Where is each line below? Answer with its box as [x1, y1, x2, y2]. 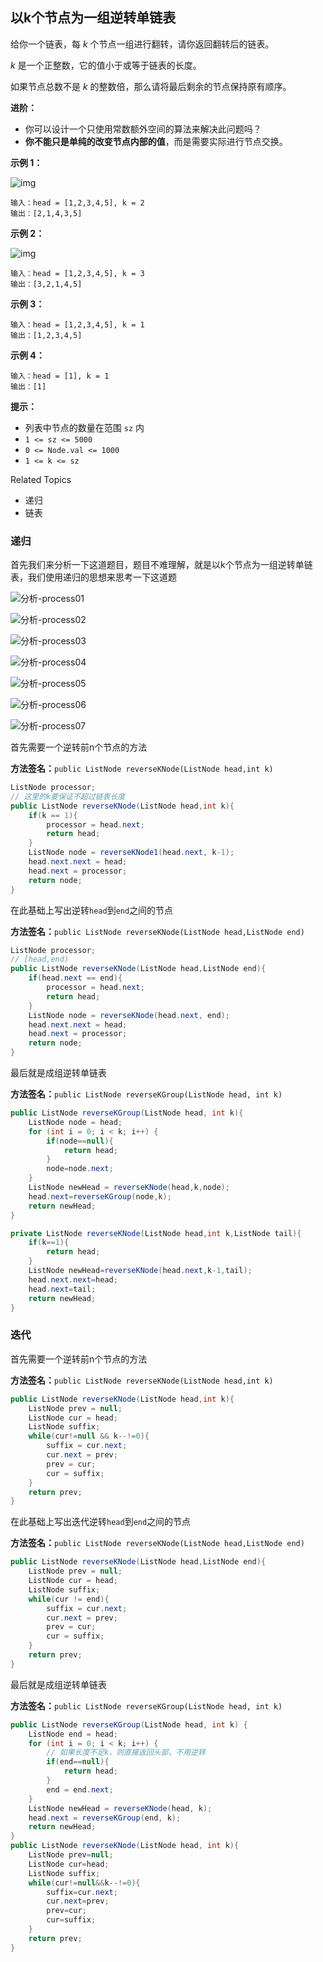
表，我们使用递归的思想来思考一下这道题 [10, 571, 177, 583]
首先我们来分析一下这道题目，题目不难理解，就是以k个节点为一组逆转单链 [10, 559, 313, 571]
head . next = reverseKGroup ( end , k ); [28, 1813, 182, 1823]
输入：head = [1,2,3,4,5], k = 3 [10, 268, 145, 278]
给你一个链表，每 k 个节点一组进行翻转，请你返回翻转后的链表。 [10, 38, 275, 50]
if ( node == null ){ [46, 1136, 114, 1146]
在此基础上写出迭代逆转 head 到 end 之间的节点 [10, 1516, 192, 1528]
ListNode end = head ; [28, 1729, 118, 1739]
